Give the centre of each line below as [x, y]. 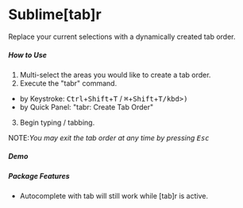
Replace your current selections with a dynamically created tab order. [122, 37]
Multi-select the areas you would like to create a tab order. [115, 75]
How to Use [28, 55]
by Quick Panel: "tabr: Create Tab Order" [86, 107]
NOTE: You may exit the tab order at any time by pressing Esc [109, 137]
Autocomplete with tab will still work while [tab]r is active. [114, 196]
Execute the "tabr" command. [68, 83]
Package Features [39, 175]
